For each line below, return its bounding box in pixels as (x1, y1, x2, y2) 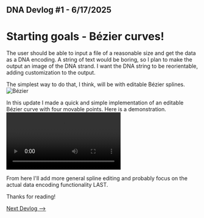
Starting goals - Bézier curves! (6, 29, 164, 43)
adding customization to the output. (6, 69, 96, 76)
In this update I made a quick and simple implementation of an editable (6, 99, 184, 106)
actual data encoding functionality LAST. (6, 181, 108, 189)
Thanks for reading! (6, 193, 56, 200)
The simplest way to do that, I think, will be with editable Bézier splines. (6, 81, 186, 88)
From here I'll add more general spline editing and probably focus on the (6, 175, 188, 182)
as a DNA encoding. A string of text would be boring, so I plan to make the (6, 56, 193, 64)
